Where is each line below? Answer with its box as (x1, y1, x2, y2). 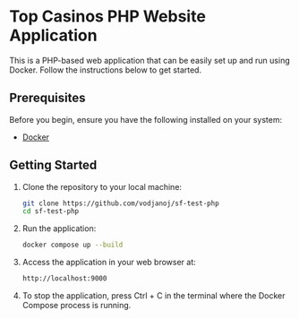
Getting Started (9, 158, 98, 173)
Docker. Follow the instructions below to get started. (9, 65, 202, 75)
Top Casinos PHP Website (9, 6, 206, 27)
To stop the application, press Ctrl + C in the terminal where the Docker (21, 290, 286, 301)
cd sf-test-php (21, 207, 80, 216)
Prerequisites (9, 91, 86, 106)
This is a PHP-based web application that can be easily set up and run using (9, 55, 290, 65)
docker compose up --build (21, 240, 124, 250)
